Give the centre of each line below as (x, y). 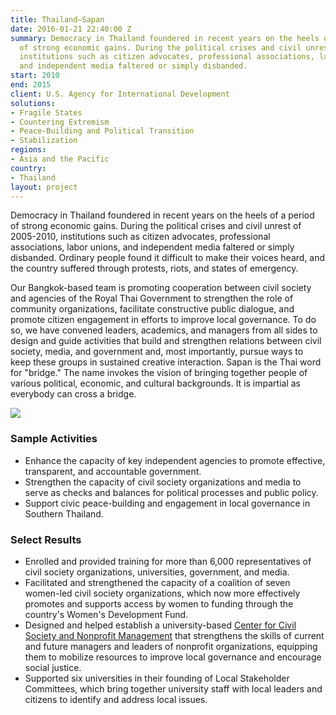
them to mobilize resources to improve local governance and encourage (173, 657)
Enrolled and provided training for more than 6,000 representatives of (168, 561)
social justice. (53, 667)
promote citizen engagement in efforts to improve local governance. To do (163, 320)
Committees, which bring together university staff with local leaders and (173, 688)
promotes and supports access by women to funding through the (159, 603)
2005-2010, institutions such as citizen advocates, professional (140, 237)
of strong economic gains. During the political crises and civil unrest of (156, 226)
